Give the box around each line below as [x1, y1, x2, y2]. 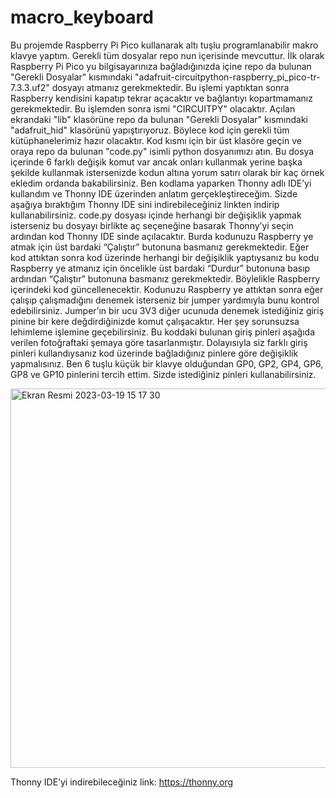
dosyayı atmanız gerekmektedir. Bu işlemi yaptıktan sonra [51, 81, 290, 93]
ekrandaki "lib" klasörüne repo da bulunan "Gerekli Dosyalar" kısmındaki [10, 113, 308, 125]
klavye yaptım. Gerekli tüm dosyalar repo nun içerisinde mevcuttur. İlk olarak [10, 49, 325, 61]
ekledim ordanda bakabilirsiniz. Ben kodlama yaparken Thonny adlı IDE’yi [10, 177, 312, 189]
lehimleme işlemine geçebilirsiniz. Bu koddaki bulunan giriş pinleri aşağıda [10, 326, 315, 338]
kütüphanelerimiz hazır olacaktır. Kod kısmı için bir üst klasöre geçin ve [10, 134, 302, 146]
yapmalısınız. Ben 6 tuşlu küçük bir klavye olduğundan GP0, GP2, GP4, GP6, [10, 357, 324, 370]
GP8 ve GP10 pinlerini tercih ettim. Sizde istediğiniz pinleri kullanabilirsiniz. [10, 368, 317, 380]
